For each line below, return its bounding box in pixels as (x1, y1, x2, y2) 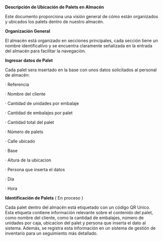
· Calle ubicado (5, 139, 36, 144)
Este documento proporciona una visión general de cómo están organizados (5, 14, 158, 19)
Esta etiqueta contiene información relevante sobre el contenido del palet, (5, 210, 153, 215)
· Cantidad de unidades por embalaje (5, 100, 79, 106)
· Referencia (5, 81, 29, 87)
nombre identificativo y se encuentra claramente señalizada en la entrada (5, 43, 152, 48)
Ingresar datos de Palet (5, 58, 53, 63)
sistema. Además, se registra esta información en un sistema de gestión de (5, 225, 156, 231)
